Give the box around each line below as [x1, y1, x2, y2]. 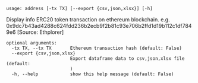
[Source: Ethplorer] [17, 28, 64, 36]
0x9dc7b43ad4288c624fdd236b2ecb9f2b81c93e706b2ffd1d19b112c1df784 [6, 23, 192, 29]
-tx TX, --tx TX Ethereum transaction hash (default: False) [11, 45, 183, 51]
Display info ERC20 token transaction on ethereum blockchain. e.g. [6, 16, 171, 23]
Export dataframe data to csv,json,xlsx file [70, 56, 185, 62]
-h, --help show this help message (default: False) [11, 71, 174, 77]
